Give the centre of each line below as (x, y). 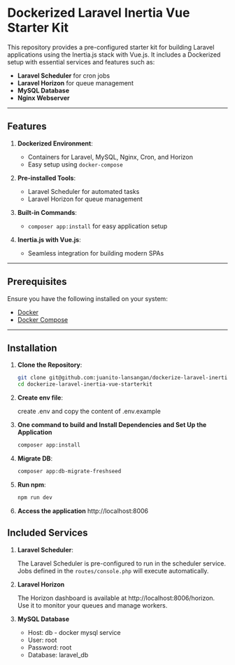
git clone (32, 378)
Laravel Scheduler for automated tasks (84, 191)
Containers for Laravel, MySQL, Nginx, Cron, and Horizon (111, 157)
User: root (42, 640)
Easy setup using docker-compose (76, 164)
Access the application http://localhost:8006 (83, 511)
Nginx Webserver (43, 98)
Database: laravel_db (58, 654)
